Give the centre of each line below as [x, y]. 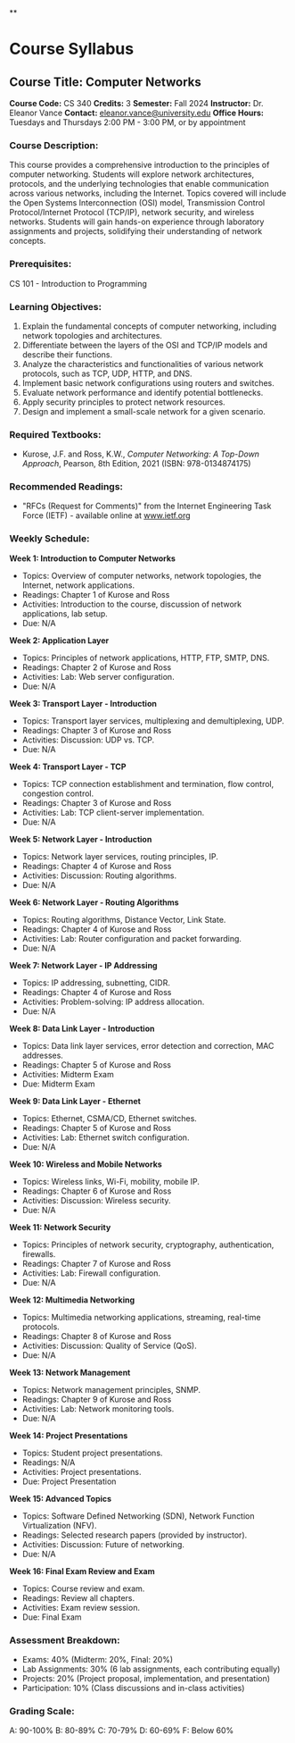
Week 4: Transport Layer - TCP [68, 767]
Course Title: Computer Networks [106, 82]
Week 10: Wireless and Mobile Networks [86, 1164]
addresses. [43, 1055]
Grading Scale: [42, 1711]
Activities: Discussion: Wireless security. [96, 1200]
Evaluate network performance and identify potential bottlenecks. [143, 392]
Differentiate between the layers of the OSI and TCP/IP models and [145, 345]
